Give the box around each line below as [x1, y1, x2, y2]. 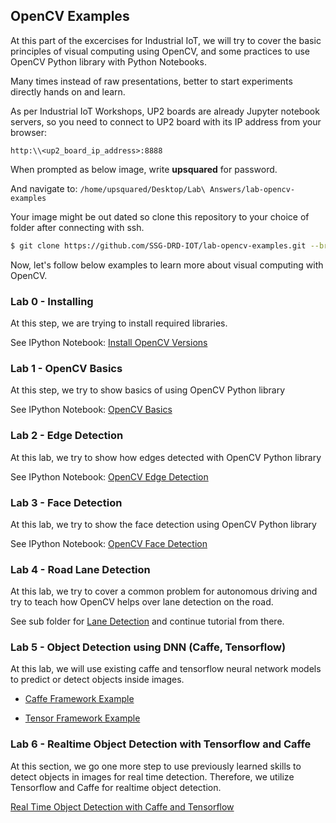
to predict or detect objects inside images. [10, 674, 185, 686]
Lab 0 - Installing [10, 294, 94, 308]
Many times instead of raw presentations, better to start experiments [10, 75, 293, 87]
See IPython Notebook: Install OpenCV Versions [10, 336, 208, 348]
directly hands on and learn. [10, 85, 126, 98]
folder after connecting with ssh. [10, 221, 145, 233]
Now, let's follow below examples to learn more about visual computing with [10, 259, 324, 271]
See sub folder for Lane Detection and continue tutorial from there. [10, 615, 285, 628]
